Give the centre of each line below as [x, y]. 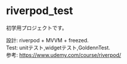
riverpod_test [40, 11]
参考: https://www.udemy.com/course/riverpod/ [64, 55]
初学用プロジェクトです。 [37, 28]
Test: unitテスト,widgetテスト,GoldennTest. [58, 48]
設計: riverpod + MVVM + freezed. [47, 40]
